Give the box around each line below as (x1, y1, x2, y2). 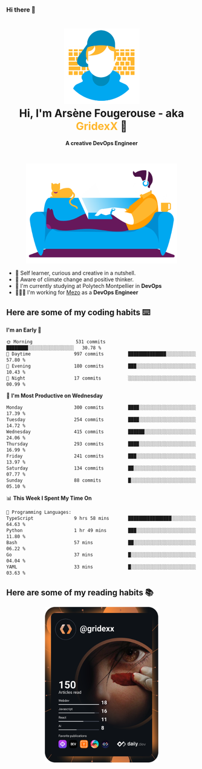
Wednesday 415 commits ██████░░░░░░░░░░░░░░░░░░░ (6, 429, 197, 435)
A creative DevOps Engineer (65, 139, 138, 146)
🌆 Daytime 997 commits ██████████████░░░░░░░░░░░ (6, 351, 197, 357)
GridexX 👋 (76, 120, 128, 133)
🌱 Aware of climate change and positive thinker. (15, 276, 134, 283)
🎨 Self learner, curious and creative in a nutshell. (15, 270, 136, 277)
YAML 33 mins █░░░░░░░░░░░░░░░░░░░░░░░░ (6, 564, 197, 570)
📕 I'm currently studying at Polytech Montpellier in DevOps (15, 282, 162, 290)
